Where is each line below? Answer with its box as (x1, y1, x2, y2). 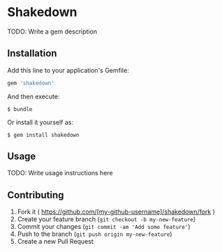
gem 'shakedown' (7, 80, 54, 87)
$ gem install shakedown (7, 131, 80, 138)
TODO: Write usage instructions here (7, 169, 113, 177)
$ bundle (7, 105, 33, 112)
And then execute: (7, 92, 60, 101)
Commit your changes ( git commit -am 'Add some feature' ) (17, 223, 191, 231)
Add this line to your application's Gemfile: (7, 66, 129, 74)
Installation (7, 47, 57, 59)
